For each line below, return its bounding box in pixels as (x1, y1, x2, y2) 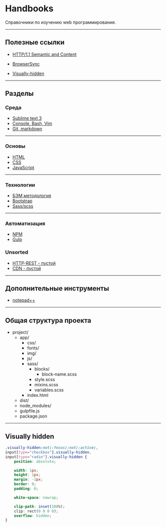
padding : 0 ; (14, 487, 39, 491)
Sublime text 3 (12, 115, 42, 121)
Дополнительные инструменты (5, 284, 110, 293)
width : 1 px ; (14, 468, 39, 473)
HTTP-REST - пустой (12, 260, 56, 266)
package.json (19, 413, 47, 419)
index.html (27, 392, 48, 398)
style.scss (34, 376, 55, 382)
